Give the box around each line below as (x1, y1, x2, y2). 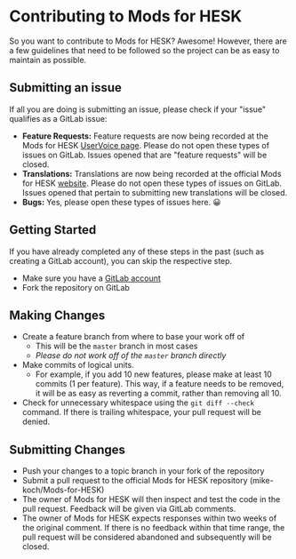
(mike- (249, 475, 274, 486)
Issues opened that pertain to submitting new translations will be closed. (21, 187, 288, 197)
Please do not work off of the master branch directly (35, 350, 227, 361)
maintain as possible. (9, 54, 87, 65)
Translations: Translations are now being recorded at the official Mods (21, 168, 282, 179)
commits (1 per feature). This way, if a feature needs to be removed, (35, 379, 284, 389)
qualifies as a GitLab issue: (9, 113, 108, 124)
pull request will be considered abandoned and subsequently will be (21, 531, 273, 543)
